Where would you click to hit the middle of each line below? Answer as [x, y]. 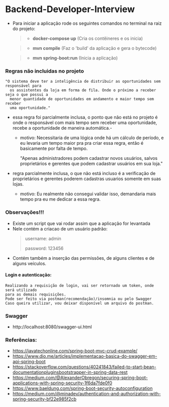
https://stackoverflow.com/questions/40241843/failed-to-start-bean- [84, 367]
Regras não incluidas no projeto [45, 71]
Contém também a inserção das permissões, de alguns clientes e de [83, 258]
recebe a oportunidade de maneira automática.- [62, 128]
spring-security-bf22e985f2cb [45, 399]
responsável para [23, 86]
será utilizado [21, 290]
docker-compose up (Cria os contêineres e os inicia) [88, 38]
